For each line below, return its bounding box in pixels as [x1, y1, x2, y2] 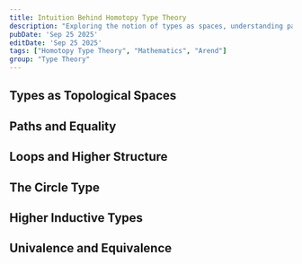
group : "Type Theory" [9, 55, 91, 64]
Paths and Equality [9, 119, 117, 134]
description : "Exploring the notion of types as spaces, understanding [9, 22, 283, 31]
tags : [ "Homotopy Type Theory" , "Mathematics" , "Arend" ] [9, 47, 227, 56]
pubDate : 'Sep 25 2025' [9, 30, 99, 39]
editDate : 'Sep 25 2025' [9, 38, 102, 48]
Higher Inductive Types [9, 210, 144, 225]
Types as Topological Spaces [9, 88, 177, 103]
